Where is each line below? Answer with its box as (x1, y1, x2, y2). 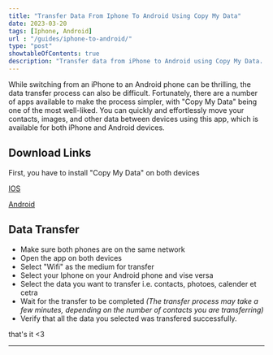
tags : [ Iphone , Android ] (8, 27, 93, 35)
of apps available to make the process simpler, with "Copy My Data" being (8, 97, 258, 106)
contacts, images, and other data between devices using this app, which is (8, 114, 258, 123)
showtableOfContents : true (8, 50, 100, 58)
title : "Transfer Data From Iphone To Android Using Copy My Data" (8, 11, 242, 20)
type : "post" (8, 42, 53, 50)
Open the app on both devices (19, 253, 122, 262)
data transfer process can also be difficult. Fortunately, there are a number (8, 88, 258, 97)
